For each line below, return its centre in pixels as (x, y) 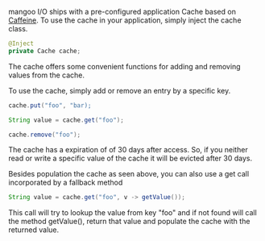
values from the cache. (47, 75)
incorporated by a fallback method (66, 183)
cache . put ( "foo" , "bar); (50, 105)
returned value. (34, 230)
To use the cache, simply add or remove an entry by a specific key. (120, 90)
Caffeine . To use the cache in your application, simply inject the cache (125, 20)
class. (18, 29)
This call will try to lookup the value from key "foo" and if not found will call (133, 213)
